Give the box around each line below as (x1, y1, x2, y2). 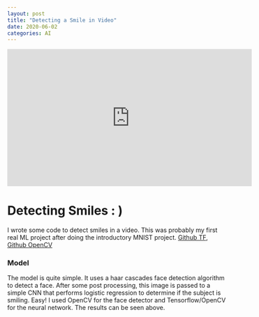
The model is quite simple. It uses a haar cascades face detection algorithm (7, 274, 225, 282)
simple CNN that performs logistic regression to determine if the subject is (7, 288, 221, 297)
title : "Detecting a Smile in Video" (7, 17, 117, 24)
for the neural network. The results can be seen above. (7, 304, 165, 312)
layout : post (7, 10, 45, 17)
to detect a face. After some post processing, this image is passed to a (7, 281, 211, 290)
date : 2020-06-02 (7, 23, 58, 30)
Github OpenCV (7, 241, 53, 249)
